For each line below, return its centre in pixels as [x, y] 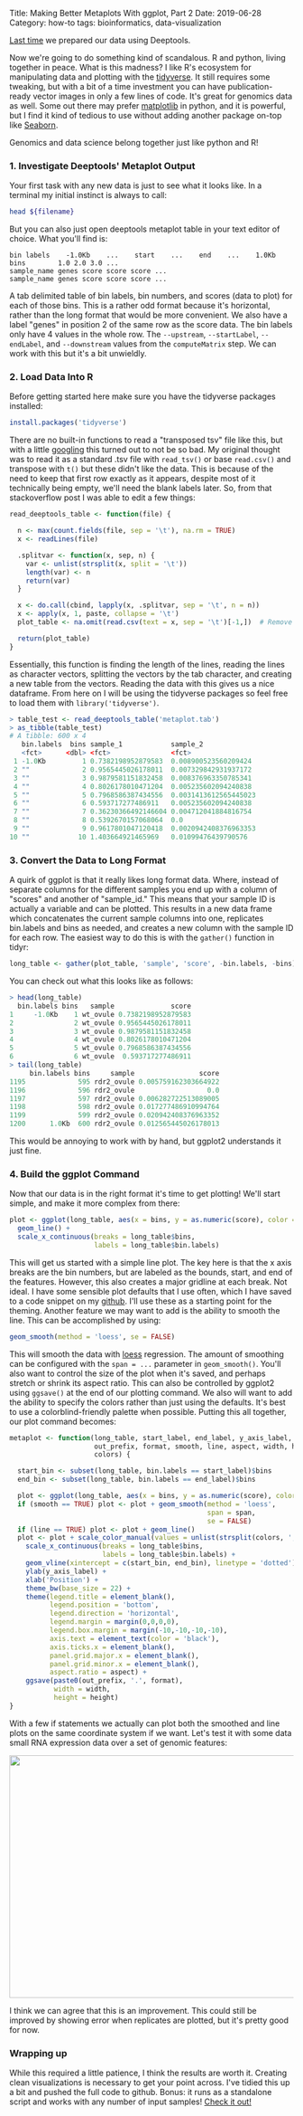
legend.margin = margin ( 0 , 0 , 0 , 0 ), [114, 1622]
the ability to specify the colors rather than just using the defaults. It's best [147, 1402]
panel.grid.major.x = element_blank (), [124, 1656]
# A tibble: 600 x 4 [48, 736]
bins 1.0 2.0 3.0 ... [64, 263]
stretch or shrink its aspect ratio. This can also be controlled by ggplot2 [142, 1382]
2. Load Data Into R [51, 377]
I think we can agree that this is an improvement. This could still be [133, 2010]
